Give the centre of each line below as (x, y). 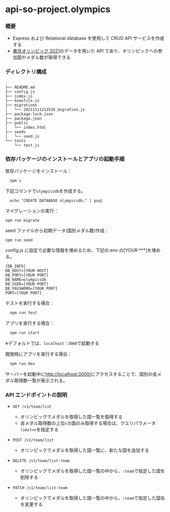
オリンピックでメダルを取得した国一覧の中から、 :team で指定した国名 (93, 498)
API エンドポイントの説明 (36, 395)
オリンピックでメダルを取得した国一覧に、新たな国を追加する (85, 450)
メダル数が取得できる (48, 58)
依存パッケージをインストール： (39, 171)
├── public (17, 123)
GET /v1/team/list (32, 407)
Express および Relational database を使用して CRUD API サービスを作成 (88, 38)
